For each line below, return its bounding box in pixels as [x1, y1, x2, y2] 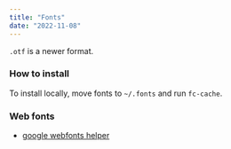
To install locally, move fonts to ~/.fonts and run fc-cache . [9, 88, 223, 98]
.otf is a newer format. [9, 45, 94, 56]
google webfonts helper [21, 130, 110, 141]
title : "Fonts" [9, 12, 66, 22]
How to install [9, 67, 69, 80]
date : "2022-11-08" [9, 21, 82, 30]
